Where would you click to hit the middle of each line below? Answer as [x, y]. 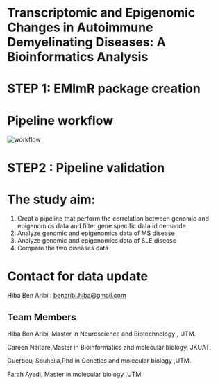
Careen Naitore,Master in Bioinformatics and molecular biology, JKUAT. [109, 348]
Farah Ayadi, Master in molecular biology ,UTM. [75, 374]
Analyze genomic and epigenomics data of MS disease [96, 233]
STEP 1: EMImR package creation [104, 89]
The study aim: [51, 199]
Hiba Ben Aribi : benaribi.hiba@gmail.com [67, 296]
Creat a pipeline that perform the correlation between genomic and [113, 219]
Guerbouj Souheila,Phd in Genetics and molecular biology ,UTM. [99, 361]
